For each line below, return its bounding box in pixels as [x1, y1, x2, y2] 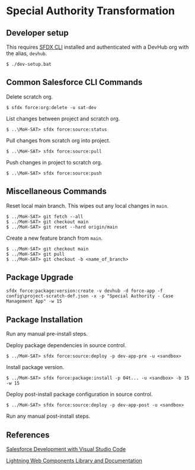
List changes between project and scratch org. [6, 115, 120, 122]
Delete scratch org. [6, 93, 53, 100]
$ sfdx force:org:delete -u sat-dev [6, 104, 97, 110]
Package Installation [6, 315, 83, 325]
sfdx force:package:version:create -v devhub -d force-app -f [6, 288, 163, 294]
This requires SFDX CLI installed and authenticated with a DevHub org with [6, 43, 189, 50]
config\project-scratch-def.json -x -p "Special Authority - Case [6, 293, 174, 299]
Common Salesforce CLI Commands [6, 77, 143, 87]
